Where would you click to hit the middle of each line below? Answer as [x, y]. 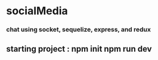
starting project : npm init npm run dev [79, 49]
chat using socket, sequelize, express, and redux [78, 30]
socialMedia [37, 11]
